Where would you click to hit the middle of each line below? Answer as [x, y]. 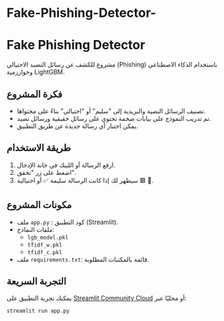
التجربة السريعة [37, 281]
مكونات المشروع [39, 205]
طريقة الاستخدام [39, 148]
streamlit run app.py [38, 311]
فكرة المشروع [34, 94]
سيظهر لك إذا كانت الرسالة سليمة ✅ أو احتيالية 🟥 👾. [85, 180]
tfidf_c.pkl [45, 252]
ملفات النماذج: [35, 229]
